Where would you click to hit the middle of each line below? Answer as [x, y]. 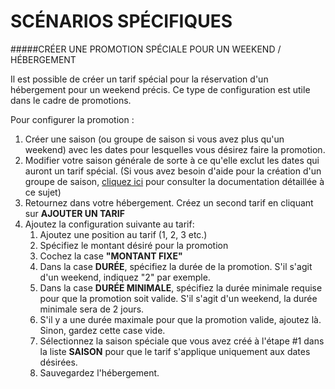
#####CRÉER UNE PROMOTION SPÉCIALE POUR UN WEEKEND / [146, 49]
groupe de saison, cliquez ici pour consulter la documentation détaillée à [174, 181]
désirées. [58, 362]
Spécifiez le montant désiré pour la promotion [134, 245]
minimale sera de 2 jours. [92, 309]
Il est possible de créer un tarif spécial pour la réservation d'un [139, 79]
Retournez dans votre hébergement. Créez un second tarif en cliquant [169, 202]
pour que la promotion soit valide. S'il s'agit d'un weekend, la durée [178, 298]
